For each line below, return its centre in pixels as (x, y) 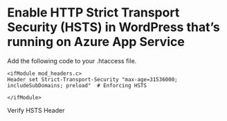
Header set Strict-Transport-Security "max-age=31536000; (92, 79)
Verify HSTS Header (36, 110)
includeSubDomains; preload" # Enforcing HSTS (77, 85)
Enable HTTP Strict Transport (93, 13)
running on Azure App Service (96, 42)
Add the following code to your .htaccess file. (72, 60)
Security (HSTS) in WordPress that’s (113, 27)
